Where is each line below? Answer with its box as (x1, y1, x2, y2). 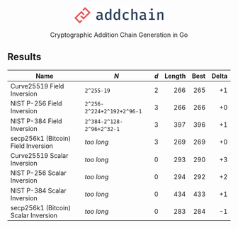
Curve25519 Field (10, 82, 64, 91)
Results (7, 51, 42, 63)
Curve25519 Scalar (10, 152, 69, 160)
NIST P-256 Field (10, 99, 62, 108)
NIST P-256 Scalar (10, 169, 67, 177)
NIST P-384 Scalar (10, 186, 67, 195)
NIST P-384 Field (10, 117, 62, 125)
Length (164, 72, 186, 80)
